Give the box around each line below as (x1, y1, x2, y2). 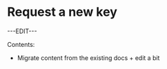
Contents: (7, 40, 35, 48)
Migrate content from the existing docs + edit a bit (17, 53, 160, 62)
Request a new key (7, 4, 117, 20)
